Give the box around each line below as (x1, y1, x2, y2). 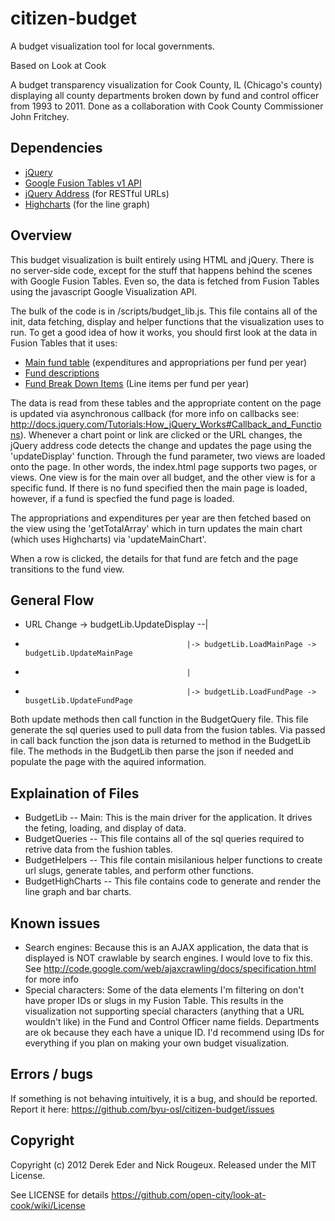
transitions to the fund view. (10, 563, 125, 575)
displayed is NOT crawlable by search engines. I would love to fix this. (24, 952, 313, 964)
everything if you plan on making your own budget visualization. (24, 1037, 290, 1049)
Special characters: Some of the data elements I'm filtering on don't (24, 984, 305, 996)
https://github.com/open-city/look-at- (111, 1188, 267, 1201)
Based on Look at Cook (10, 59, 107, 71)
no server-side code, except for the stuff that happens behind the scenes (10, 264, 313, 276)
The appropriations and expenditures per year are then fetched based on (10, 512, 312, 524)
